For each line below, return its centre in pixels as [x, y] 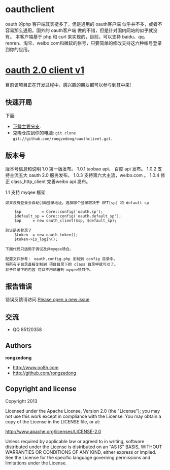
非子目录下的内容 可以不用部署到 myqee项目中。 [49, 270]
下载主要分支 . [27, 126]
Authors [19, 346]
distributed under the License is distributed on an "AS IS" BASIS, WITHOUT [84, 447]
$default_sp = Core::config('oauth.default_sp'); [68, 216]
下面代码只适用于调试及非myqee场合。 [39, 249]
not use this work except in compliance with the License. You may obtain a [83, 416]
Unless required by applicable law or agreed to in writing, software [75, 441]
